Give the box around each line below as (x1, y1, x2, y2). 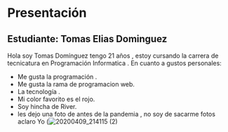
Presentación (7, 5, 87, 21)
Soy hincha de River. (17, 103, 77, 110)
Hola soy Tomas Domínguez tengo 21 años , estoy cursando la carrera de (7, 51, 219, 60)
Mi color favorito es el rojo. (17, 95, 95, 103)
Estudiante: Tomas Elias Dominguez (7, 33, 168, 45)
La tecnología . (17, 88, 61, 95)
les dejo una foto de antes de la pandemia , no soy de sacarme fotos (17, 110, 216, 118)
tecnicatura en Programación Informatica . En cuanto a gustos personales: (7, 59, 222, 67)
